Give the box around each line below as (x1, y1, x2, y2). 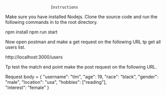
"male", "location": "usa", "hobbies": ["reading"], (5, 79, 107, 85)
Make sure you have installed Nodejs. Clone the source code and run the (5, 14, 158, 20)
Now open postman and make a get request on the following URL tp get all (5, 39, 161, 45)
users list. (5, 44, 26, 50)
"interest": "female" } (5, 84, 49, 90)
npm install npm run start (5, 29, 58, 35)
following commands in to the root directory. (5, 19, 98, 25)
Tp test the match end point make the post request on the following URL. (5, 64, 157, 70)
